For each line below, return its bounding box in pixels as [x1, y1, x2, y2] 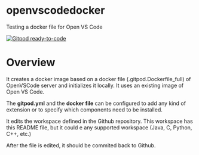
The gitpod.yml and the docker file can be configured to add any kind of [6, 100, 186, 107]
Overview [6, 56, 56, 69]
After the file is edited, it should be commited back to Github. [6, 141, 156, 149]
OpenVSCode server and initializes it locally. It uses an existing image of [6, 82, 184, 89]
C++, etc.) [6, 130, 32, 137]
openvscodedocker [6, 4, 105, 17]
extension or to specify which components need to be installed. [6, 106, 163, 113]
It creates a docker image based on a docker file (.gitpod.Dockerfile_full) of [6, 75, 191, 82]
